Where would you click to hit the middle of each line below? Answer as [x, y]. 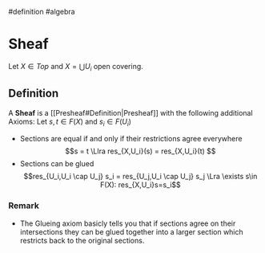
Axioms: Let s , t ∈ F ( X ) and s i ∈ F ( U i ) [70, 122]
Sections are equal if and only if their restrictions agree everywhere [131, 139]
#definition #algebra [42, 12]
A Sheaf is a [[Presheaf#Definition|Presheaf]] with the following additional [131, 112]
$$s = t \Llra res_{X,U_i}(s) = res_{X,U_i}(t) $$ [141, 151]
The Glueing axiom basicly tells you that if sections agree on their [128, 223]
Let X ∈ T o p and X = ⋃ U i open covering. [76, 67]
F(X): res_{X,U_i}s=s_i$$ [141, 185]
